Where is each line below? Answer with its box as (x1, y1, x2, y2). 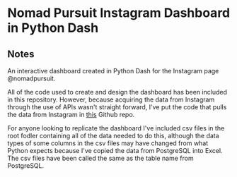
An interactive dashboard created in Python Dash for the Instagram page (7, 67, 219, 75)
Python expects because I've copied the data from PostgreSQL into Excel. (7, 147, 223, 154)
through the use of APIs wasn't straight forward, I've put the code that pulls (7, 103, 227, 111)
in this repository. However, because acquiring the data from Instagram (7, 95, 215, 104)
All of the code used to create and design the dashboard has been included (7, 88, 228, 96)
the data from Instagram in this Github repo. (7, 111, 135, 118)
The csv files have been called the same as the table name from (7, 154, 194, 162)
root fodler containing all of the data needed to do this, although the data (7, 132, 219, 140)
